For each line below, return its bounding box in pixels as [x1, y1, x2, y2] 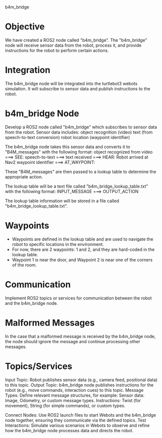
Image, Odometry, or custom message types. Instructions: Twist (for [5, 397, 141, 403]
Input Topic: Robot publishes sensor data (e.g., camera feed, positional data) [5, 377, 158, 383]
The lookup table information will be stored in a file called [5, 198, 119, 204]
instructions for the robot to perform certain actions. [5, 47, 109, 53]
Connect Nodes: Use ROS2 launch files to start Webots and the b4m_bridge [5, 412, 156, 418]
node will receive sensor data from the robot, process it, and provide [5, 42, 142, 48]
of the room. [12, 262, 37, 268]
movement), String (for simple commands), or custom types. [5, 403, 126, 408]
